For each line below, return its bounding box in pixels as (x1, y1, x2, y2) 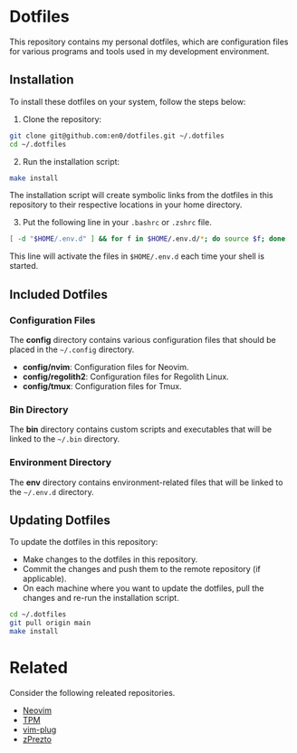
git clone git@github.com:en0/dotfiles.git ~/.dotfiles (9, 131, 225, 140)
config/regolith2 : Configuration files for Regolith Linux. (22, 371, 229, 382)
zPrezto (22, 733, 53, 744)
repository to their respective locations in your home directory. (9, 199, 243, 210)
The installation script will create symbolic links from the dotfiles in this (9, 190, 273, 201)
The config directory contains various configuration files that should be (9, 334, 276, 345)
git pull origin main (9, 618, 91, 628)
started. (9, 261, 39, 272)
